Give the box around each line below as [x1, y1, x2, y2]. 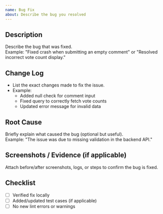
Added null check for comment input [19, 93, 95, 99]
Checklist [5, 178, 36, 187]
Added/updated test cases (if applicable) [12, 197, 97, 203]
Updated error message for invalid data [19, 103, 101, 109]
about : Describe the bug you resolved [5, 12, 86, 17]
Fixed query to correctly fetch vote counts [19, 98, 107, 104]
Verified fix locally [12, 192, 50, 198]
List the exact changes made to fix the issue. [12, 82, 105, 88]
